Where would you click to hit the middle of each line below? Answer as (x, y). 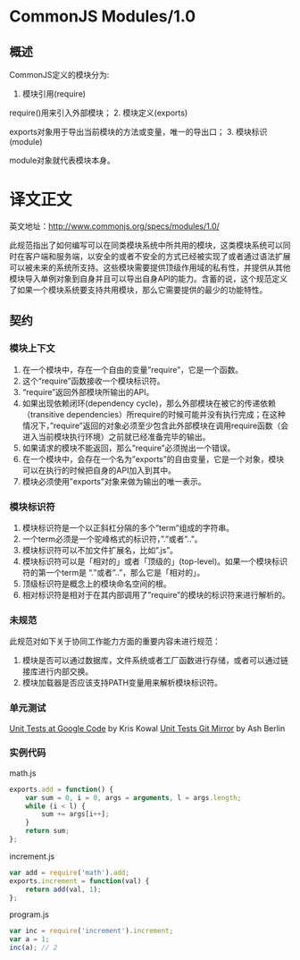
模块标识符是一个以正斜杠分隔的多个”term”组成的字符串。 (128, 527)
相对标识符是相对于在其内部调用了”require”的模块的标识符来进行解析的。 (156, 594)
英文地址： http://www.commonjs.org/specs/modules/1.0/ (115, 226)
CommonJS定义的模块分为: (59, 75)
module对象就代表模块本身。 (62, 160)
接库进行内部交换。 (58, 671)
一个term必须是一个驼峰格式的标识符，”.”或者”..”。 (112, 539)
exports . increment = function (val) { (79, 881)
